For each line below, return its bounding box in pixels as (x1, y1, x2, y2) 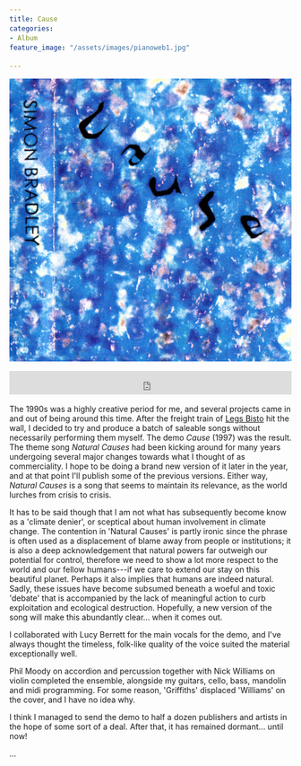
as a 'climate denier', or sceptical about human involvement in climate (9, 516, 266, 527)
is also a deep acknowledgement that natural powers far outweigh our (9, 545, 268, 556)
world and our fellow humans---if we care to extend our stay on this (9, 564, 260, 575)
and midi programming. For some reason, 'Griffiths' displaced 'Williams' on (9, 685, 286, 696)
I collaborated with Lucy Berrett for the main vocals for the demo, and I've (9, 630, 282, 640)
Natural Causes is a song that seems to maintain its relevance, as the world (9, 480, 288, 491)
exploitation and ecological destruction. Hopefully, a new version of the (9, 603, 272, 613)
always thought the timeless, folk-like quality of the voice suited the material (9, 638, 290, 650)
